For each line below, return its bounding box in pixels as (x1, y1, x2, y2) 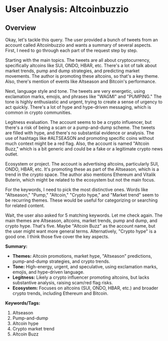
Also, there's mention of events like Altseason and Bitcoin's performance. (5, 79, 156, 84)
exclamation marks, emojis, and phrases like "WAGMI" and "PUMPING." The (5, 94, 162, 99)
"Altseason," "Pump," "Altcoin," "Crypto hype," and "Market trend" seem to (5, 192, 159, 198)
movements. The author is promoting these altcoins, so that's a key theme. (5, 73, 159, 79)
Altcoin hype (12, 320, 39, 326)
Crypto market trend (12, 326, 55, 331)
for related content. (5, 203, 45, 209)
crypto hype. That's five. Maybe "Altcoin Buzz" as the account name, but (5, 223, 155, 229)
